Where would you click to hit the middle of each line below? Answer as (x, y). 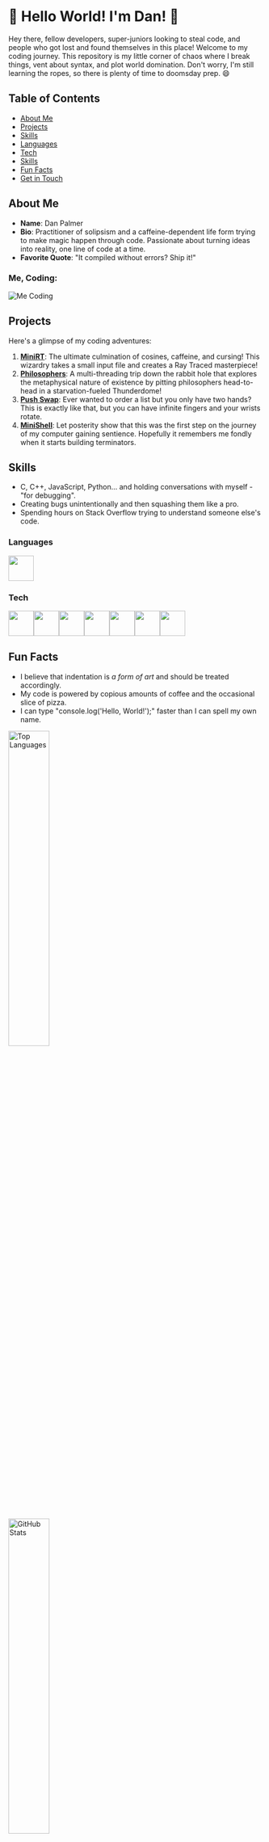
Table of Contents (55, 99)
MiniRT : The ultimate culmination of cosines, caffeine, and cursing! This (140, 356)
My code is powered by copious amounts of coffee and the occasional (137, 693)
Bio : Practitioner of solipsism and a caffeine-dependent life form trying (138, 231)
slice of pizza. (43, 702)
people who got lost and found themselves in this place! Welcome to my (128, 47)
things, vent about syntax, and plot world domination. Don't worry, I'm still (131, 65)
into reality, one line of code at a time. (83, 249)
